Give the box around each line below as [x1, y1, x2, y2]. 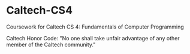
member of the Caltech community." [6, 41, 96, 48]
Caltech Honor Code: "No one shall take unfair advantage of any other [6, 34, 180, 42]
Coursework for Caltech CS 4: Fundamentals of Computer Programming [6, 23, 184, 30]
